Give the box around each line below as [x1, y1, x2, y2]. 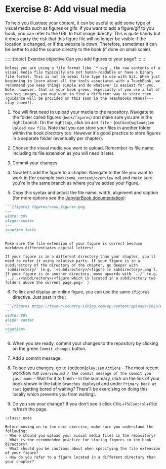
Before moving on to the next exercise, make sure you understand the [5, 424, 154, 430]
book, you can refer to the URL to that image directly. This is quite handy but [5, 30, 161, 36]
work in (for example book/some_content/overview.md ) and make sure [12, 175, 153, 181]
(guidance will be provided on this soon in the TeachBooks [5, 96, 132, 101]
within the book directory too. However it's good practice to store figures [12, 130, 161, 136]
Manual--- [133, 96, 154, 101]
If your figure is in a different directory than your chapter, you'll [5, 254, 156, 259]
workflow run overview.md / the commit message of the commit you [12, 370, 152, 376]
